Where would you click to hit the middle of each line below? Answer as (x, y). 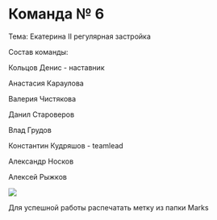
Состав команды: (38, 52)
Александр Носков (41, 161)
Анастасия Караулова (46, 83)
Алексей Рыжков (38, 176)
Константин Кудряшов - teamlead (66, 145)
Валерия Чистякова (42, 98)
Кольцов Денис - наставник (56, 67)
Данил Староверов (42, 114)
